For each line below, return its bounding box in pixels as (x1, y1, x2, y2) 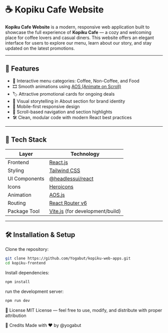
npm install (5, 279, 30, 284)
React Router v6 (49, 199, 87, 206)
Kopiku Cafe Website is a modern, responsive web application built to (5, 24, 150, 30)
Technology (70, 150, 100, 157)
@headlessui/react (49, 175, 93, 182)
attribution (5, 312, 26, 318)
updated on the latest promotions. (5, 45, 75, 51)
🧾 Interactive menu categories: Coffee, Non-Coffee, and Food (12, 78, 140, 84)
